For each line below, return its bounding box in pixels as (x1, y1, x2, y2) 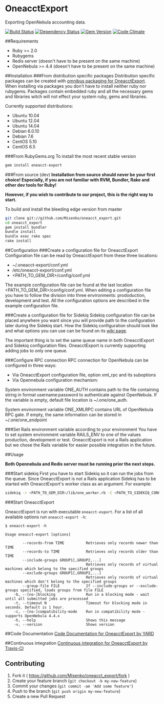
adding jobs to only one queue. (5, 348, 67, 354)
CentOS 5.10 (12, 138, 37, 145)
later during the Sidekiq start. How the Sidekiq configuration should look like (5, 323, 158, 329)
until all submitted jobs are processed (5, 596, 89, 601)
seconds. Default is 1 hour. (5, 605, 64, 610)
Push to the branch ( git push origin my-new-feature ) (12, 688, 121, 694)
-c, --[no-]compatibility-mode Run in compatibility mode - (14, 609, 145, 614)
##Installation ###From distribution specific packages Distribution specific (5, 73, 155, 78)
